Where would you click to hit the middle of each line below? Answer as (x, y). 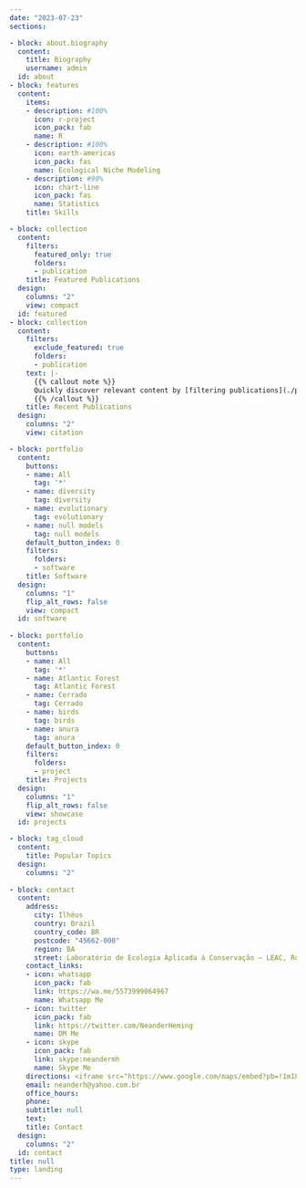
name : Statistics (66, 204)
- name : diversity (61, 492)
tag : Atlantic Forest (75, 687)
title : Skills (52, 213)
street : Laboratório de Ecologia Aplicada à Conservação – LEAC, (160, 958)
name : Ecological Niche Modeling (97, 170)
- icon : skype (52, 1042)
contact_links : (55, 966)
